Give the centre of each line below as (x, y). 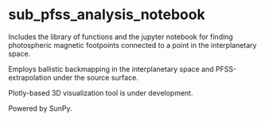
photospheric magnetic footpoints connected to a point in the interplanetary (132, 45)
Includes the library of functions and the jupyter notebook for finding (121, 37)
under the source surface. (96, 77)
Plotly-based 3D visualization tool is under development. (101, 92)
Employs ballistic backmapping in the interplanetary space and (111, 68)
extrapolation (30, 77)
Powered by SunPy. (40, 108)
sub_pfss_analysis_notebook (107, 15)
